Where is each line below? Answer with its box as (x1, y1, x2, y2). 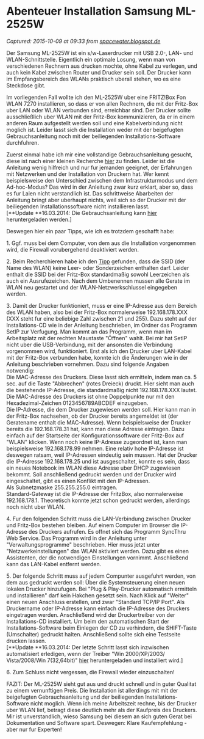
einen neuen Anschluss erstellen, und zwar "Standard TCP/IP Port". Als (6, 598, 185, 605)
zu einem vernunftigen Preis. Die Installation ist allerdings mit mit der (6, 686, 178, 694)
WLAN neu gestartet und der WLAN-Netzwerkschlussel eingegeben (6, 283, 178, 291)
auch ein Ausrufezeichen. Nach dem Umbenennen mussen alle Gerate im (6, 277, 191, 285)
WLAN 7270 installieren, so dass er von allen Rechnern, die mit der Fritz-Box (6, 100, 199, 107)
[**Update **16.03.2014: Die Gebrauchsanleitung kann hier (6, 209, 157, 216)
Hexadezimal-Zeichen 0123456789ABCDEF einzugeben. (6, 399, 149, 407)
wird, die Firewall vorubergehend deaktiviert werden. (6, 246, 139, 253)
